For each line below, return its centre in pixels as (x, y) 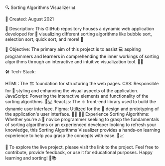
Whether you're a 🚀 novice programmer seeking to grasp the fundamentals (82, 119)
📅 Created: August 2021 (30, 19)
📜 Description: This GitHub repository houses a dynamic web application (80, 29)
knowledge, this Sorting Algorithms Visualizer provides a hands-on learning (83, 130)
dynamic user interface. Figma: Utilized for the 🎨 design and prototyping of (82, 109)
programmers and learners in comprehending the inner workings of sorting (82, 56)
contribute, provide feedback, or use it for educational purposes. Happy (79, 152)
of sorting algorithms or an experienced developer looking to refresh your (81, 125)
